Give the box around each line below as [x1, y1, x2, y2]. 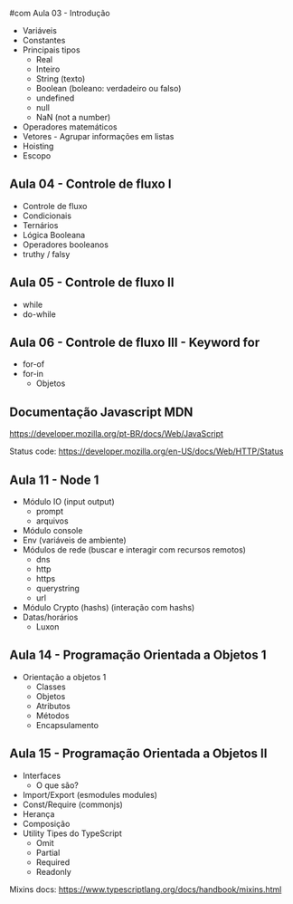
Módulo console [22, 525, 83, 536]
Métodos [35, 710, 70, 721]
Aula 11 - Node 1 [9, 472, 99, 487]
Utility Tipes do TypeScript [22, 828, 122, 839]
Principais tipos [22, 44, 80, 55]
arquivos [35, 515, 70, 526]
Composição [22, 818, 71, 829]
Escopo [22, 150, 52, 161]
